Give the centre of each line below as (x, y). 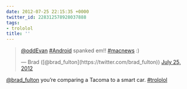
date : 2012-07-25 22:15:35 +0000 (48, 12)
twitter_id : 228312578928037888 (46, 17)
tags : (13, 23)
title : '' (18, 34)
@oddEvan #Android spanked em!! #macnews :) (80, 50)
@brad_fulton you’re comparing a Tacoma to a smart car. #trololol (87, 80)
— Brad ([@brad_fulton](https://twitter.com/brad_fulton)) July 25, (101, 62)
